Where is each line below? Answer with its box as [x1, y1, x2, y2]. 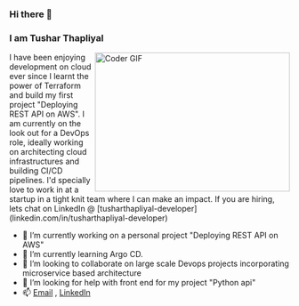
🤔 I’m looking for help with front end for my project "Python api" [21, 278, 256, 288]
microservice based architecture [21, 268, 142, 278]
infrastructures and [9, 156, 80, 167]
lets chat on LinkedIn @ [9, 204, 95, 214]
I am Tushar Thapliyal [9, 31, 104, 44]
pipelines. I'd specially [9, 175, 91, 186]
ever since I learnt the [9, 71, 89, 82]
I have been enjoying [9, 52, 86, 63]
